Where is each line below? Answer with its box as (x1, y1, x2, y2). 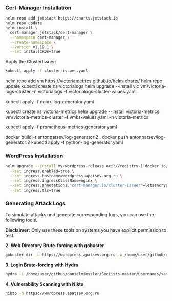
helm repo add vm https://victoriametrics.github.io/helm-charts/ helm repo (5, 78, 163, 84)
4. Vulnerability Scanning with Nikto (5, 280, 84, 287)
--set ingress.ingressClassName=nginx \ (10, 178, 97, 183)
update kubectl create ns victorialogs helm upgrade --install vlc (5, 83, 139, 89)
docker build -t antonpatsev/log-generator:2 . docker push (5, 134, 129, 140)
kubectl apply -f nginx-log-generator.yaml (5, 99, 94, 105)
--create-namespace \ (10, 40, 56, 45)
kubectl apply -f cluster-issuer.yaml (5, 68, 88, 73)
